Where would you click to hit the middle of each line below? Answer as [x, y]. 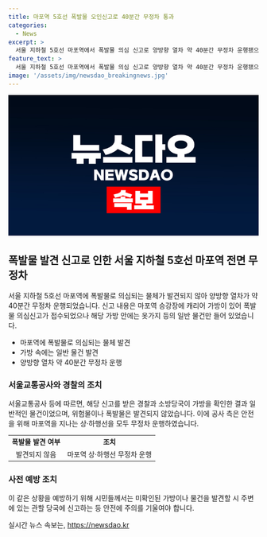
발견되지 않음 [36, 454]
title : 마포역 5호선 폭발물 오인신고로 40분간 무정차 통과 [91, 17]
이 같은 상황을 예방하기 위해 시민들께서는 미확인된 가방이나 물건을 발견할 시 [124, 498]
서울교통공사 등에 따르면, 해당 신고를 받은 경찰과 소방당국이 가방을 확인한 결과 [128, 404]
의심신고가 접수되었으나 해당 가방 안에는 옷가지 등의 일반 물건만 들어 [121, 316]
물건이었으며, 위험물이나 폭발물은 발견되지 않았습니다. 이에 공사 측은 [134, 414]
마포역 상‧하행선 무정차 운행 [110, 454]
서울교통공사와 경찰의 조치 [55, 384]
